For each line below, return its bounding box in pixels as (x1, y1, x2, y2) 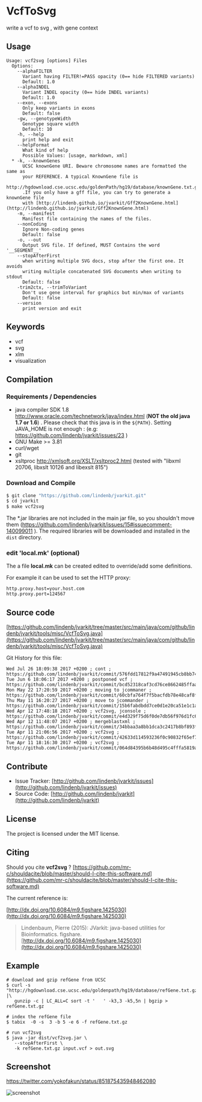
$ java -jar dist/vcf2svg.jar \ (6, 1035, 87, 1041)
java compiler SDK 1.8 (14, 406, 69, 413)
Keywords (6, 322, 45, 332)
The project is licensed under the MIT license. (6, 830, 120, 837)
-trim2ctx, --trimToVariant (17, 284, 87, 290)
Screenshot (6, 1062, 51, 1072)
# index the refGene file (6, 1013, 71, 1019)
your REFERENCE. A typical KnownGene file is (22, 174, 138, 180)
